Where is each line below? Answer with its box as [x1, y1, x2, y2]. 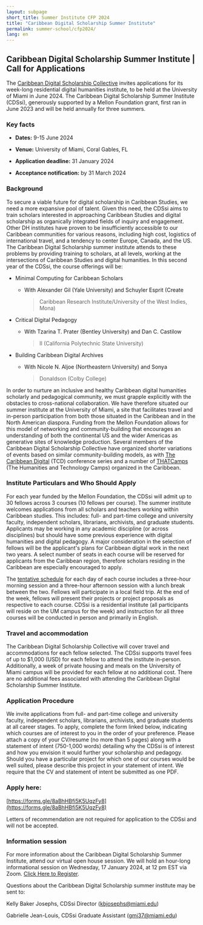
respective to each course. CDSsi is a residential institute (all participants [6, 601, 189, 608]
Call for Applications [6, 63, 85, 73]
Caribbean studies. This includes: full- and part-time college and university [6, 512, 194, 519]
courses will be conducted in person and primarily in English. [6, 613, 159, 621]
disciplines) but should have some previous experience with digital [6, 531, 173, 538]
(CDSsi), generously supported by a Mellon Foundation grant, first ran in [6, 98, 187, 106]
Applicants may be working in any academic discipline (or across [6, 525, 168, 532]
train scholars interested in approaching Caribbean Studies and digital [6, 211, 181, 218]
